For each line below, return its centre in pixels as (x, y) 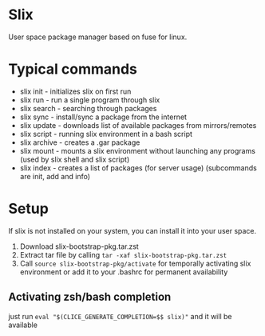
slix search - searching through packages (88, 108)
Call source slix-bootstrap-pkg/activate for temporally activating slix (135, 263)
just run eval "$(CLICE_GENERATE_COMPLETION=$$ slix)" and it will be (120, 316)
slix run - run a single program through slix (90, 100)
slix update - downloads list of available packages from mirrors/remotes (138, 125)
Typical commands (73, 69)
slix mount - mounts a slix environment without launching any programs (137, 150)
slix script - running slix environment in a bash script (106, 134)
